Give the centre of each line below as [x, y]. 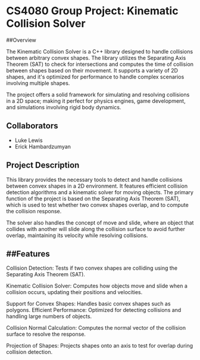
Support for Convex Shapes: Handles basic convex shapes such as [88, 304]
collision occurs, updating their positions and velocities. [74, 292]
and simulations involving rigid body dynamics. [64, 107]
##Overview [21, 40]
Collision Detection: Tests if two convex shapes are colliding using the [92, 268]
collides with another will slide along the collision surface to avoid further [96, 229]
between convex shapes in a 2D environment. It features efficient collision [97, 186]
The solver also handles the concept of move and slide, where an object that [100, 222]
